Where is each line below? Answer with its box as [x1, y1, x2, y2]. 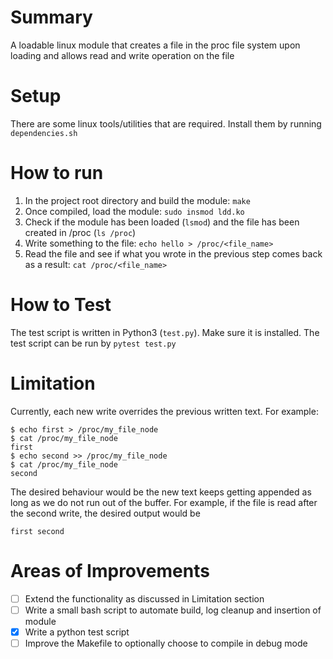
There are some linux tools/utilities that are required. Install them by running [10, 117, 322, 130]
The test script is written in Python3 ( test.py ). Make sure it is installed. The [10, 326, 320, 338]
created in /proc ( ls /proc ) [24, 226, 137, 238]
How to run [10, 162, 104, 185]
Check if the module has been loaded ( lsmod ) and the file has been [24, 216, 300, 228]
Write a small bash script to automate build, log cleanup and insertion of [24, 604, 322, 616]
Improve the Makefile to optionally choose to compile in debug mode [24, 637, 308, 649]
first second [10, 526, 65, 536]
